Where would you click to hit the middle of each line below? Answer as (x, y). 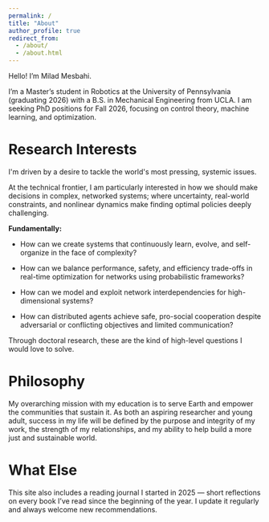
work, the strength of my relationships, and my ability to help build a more (130, 429)
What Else (43, 470)
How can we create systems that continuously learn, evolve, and (127, 244)
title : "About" (34, 23)
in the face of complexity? (94, 252)
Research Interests (73, 150)
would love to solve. (41, 349)
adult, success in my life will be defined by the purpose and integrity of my (132, 420)
